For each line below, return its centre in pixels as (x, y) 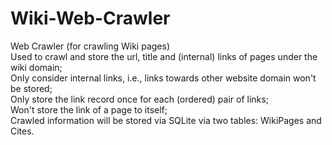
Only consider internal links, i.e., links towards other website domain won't (163, 78)
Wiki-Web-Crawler (90, 18)
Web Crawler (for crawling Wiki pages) (90, 46)
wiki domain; (36, 67)
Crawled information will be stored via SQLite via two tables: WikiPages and (166, 120)
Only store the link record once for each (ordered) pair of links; (139, 99)
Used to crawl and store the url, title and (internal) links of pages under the (164, 56)
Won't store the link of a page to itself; (89, 109)
